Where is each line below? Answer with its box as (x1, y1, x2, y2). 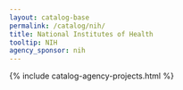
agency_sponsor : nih (9, 46, 87, 55)
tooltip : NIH (9, 37, 58, 47)
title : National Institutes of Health (9, 29, 154, 38)
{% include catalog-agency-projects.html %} (9, 70, 174, 81)
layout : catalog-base (9, 12, 90, 22)
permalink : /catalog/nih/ (9, 21, 105, 30)
